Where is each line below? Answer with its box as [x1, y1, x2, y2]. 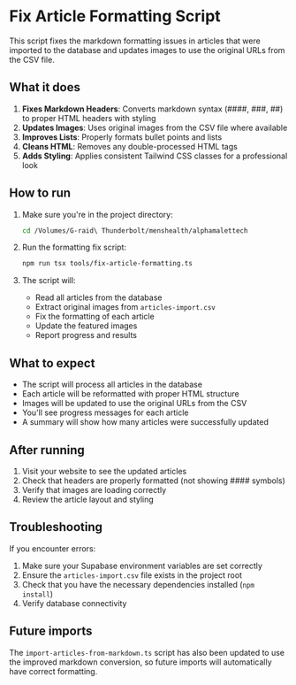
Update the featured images [34, 320, 138, 331]
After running [9, 443, 86, 458]
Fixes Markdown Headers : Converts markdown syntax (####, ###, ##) [21, 104, 284, 114]
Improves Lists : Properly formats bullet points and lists [21, 131, 223, 142]
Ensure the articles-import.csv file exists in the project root [21, 569, 243, 581]
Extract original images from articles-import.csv [34, 302, 216, 312]
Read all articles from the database [34, 292, 163, 303]
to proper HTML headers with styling [21, 112, 156, 123]
